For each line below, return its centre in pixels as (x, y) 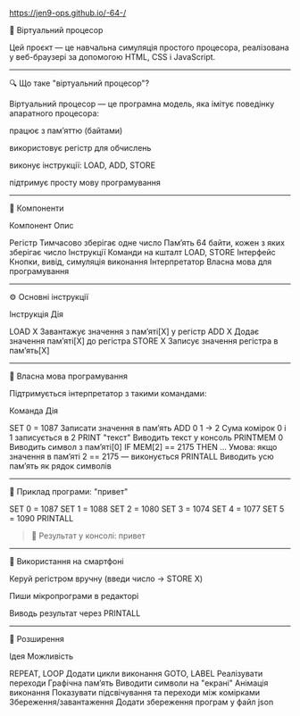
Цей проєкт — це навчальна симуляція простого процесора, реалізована (149, 47)
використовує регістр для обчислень (80, 148)
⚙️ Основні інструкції (49, 297)
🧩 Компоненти (37, 208)
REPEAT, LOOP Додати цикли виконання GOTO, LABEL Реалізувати (136, 674)
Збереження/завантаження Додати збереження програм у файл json (142, 702)
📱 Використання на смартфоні (67, 561)
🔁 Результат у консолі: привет (88, 536)
